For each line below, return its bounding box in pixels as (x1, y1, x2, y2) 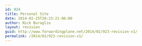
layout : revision (5, 25, 40, 30)
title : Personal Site (5, 11, 49, 16)
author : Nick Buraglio (5, 20, 51, 25)
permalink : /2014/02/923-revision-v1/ (5, 34, 83, 39)
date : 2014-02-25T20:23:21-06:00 (5, 16, 73, 21)
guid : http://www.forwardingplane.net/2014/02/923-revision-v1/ (5, 29, 138, 34)
